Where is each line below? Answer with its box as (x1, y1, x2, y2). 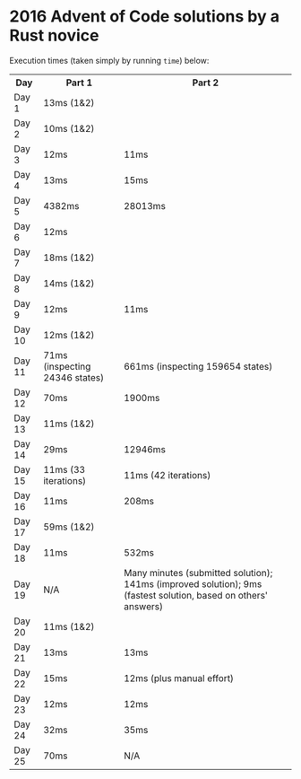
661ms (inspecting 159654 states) (124, 360, 273, 372)
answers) (124, 600, 164, 612)
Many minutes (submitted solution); (124, 566, 273, 579)
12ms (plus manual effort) (124, 671, 235, 684)
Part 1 (65, 76, 92, 89)
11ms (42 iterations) (124, 468, 211, 481)
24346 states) (43, 371, 105, 383)
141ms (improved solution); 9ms (124, 577, 262, 590)
